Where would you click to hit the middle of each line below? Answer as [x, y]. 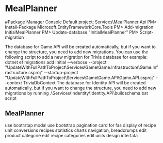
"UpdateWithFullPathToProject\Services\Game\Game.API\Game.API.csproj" [80, 78]
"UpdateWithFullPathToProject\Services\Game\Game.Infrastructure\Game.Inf [81, 67]
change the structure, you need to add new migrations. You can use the [77, 52]
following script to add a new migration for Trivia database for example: [76, 57]
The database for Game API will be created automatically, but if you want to [81, 47]
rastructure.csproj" [24, 72]
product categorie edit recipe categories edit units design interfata [72, 135]
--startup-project [61, 72]
